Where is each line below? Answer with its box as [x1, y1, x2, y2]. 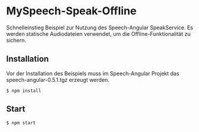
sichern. [6, 36, 27, 44]
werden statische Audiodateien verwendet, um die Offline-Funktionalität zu [6, 30, 191, 37]
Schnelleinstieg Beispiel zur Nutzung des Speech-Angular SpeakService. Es [6, 24, 193, 31]
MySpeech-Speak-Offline [6, 4, 137, 18]
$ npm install [6, 88, 42, 94]
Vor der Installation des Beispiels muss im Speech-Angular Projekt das [6, 70, 179, 77]
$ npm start [6, 119, 36, 126]
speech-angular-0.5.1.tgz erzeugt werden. [6, 76, 109, 83]
